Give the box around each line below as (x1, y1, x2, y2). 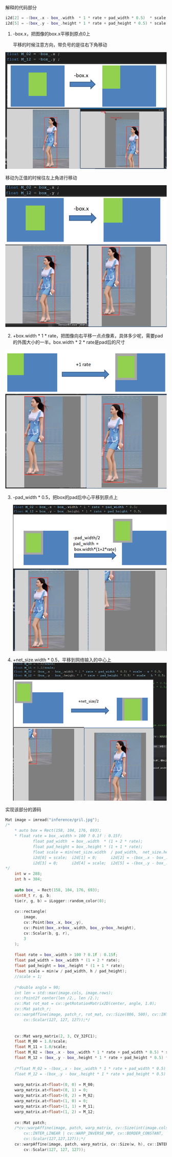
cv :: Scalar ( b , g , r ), (24, 930, 70, 936)
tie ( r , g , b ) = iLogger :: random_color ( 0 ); (14, 898, 106, 904)
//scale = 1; (14, 974, 42, 979)
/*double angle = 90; (14, 985, 60, 990)
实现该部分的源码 (5, 806, 41, 812)
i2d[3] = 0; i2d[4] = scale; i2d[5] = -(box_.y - (32, 861, 155, 866)
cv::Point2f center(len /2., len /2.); (14, 995, 100, 1001)
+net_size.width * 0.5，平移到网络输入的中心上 (12, 657, 112, 663)
